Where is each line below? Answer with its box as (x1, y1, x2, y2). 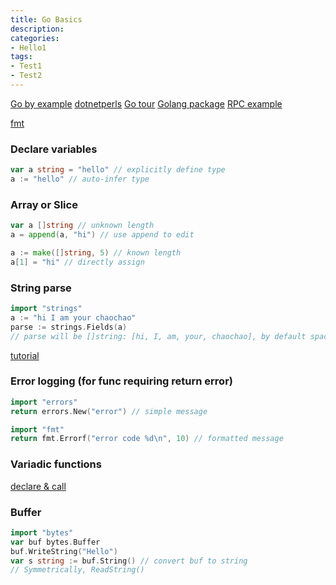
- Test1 (10, 61, 43, 71)
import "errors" (10, 397, 78, 407)
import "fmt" (10, 424, 65, 435)
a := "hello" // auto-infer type (10, 174, 150, 185)
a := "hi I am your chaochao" (10, 312, 137, 323)
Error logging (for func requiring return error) (10, 374, 233, 388)
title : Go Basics (10, 14, 83, 25)
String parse (10, 281, 72, 295)
